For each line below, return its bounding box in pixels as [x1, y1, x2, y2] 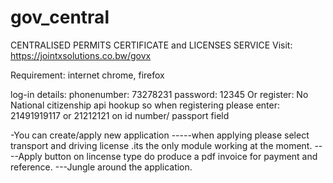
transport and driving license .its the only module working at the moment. [10, 139, 313, 151]
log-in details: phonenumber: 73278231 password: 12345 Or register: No [10, 88, 309, 100]
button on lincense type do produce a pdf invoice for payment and [44, 150, 318, 162]
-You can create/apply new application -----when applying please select [10, 129, 310, 141]
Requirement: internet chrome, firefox [10, 69, 165, 81]
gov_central [10, 6, 110, 29]
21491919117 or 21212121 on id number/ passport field [10, 109, 230, 121]
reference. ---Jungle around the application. [10, 161, 193, 173]
